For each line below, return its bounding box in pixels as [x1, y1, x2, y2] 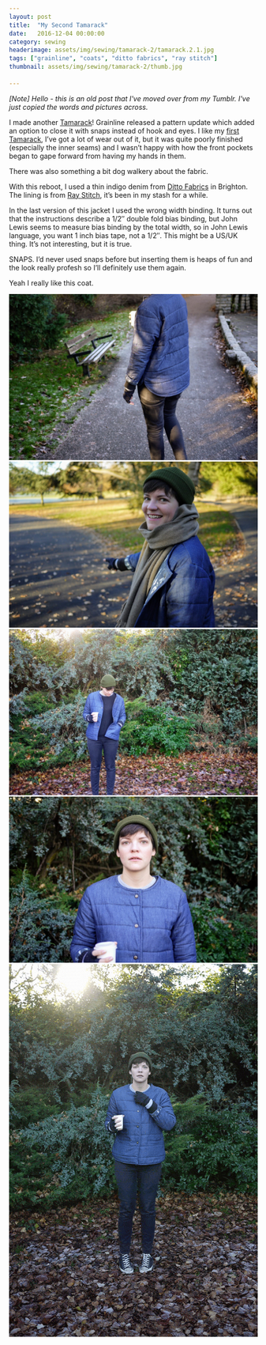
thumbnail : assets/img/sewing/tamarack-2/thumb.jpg [9, 63, 182, 71]
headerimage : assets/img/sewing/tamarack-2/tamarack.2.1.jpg [9, 46, 215, 55]
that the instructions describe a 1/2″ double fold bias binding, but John [9, 213, 238, 223]
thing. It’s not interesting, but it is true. [9, 239, 133, 248]
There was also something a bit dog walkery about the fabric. [9, 166, 208, 176]
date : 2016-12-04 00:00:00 [9, 29, 105, 37]
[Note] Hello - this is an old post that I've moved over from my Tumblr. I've [9, 93, 251, 103]
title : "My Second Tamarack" [9, 21, 109, 29]
